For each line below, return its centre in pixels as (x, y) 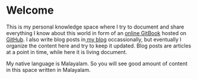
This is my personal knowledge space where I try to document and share (95, 27)
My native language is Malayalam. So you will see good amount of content (97, 64)
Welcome (30, 10)
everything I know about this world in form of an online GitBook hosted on (96, 33)
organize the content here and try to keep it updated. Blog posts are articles (99, 46)
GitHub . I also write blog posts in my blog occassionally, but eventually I (94, 39)
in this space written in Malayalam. (48, 69)
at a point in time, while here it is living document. (67, 52)
